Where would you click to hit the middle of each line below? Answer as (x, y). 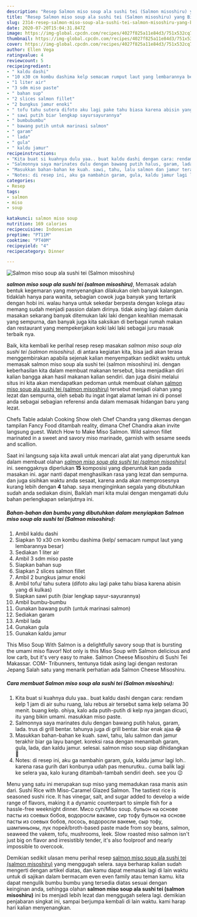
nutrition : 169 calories (37, 224)
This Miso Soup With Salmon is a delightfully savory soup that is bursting (94, 645)
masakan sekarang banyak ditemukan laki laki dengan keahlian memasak (95, 316)
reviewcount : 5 (25, 60)
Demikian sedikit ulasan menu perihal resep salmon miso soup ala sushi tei (96, 858)
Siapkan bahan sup (38, 565)
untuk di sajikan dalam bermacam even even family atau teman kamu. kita (96, 877)
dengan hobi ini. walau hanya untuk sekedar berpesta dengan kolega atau (96, 303)
